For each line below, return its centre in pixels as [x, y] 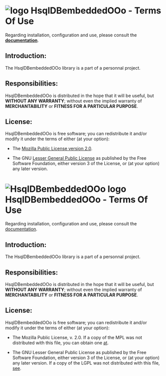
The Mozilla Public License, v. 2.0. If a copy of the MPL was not [77, 337]
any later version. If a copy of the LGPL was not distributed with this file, [86, 363]
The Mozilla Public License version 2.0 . [52, 149]
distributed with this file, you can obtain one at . [60, 343]
